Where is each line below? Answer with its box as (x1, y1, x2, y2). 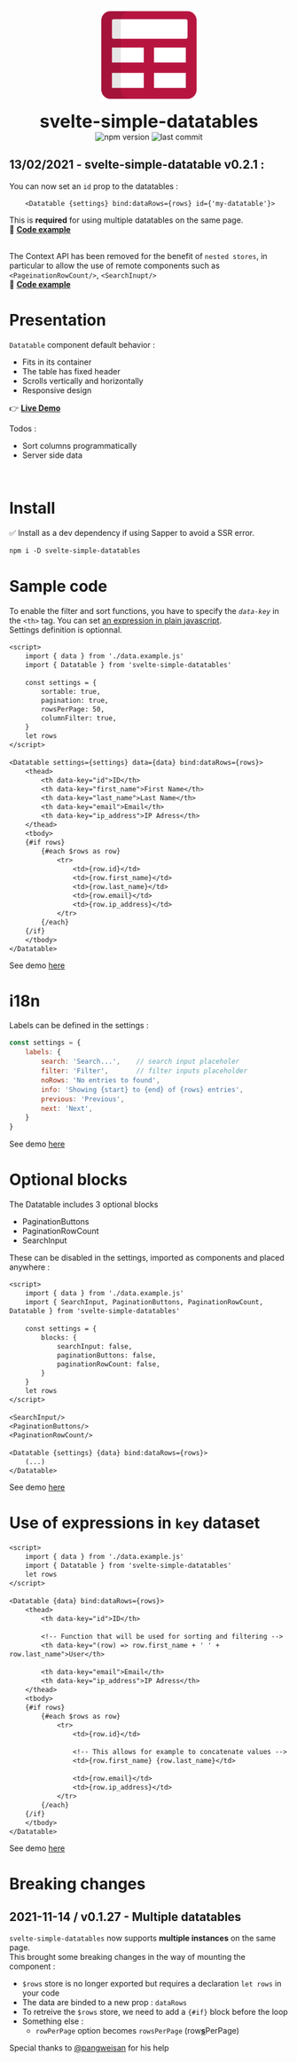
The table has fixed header (21, 366, 121, 376)
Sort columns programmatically (21, 440, 137, 451)
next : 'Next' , (41, 1104, 93, 1113)
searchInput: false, (56, 1342, 133, 1351)
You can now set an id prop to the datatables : (9, 180, 179, 192)
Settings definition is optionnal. (9, 624, 122, 635)
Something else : (21, 2016, 84, 2027)
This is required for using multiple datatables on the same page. (9, 215, 244, 225)
